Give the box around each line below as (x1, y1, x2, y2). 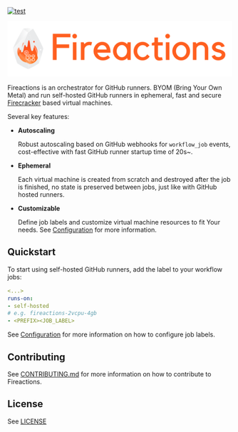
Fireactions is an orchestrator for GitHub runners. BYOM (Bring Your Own (7, 83, 222, 92)
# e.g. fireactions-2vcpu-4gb (7, 310, 98, 317)
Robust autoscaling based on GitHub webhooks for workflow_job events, (17, 140, 231, 149)
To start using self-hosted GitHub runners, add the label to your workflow (7, 264, 223, 274)
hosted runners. (17, 190, 65, 199)
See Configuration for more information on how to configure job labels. (7, 330, 216, 339)
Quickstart (7, 246, 56, 258)
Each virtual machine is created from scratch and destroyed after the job (17, 175, 231, 184)
